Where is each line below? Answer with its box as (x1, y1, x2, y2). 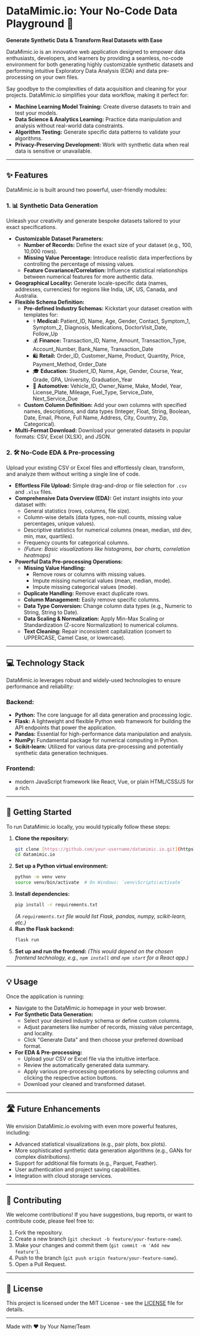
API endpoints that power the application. (14, 724, 117, 732)
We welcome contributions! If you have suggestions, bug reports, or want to (6, 1211, 193, 1218)
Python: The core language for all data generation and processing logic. (14, 711, 192, 718)
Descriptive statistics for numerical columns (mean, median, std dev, (23, 526, 192, 533)
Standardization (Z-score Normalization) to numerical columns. (23, 622, 179, 629)
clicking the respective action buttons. (23, 1074, 118, 1081)
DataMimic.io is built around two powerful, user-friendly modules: (6, 186, 167, 193)
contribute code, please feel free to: (6, 1217, 94, 1224)
